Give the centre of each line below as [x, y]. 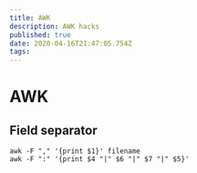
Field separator [53, 130]
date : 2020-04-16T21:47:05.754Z [71, 43]
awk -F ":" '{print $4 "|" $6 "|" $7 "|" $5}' [99, 159]
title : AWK [30, 18]
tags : [20, 52]
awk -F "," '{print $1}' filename [75, 151]
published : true [40, 35]
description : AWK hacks [55, 26]
